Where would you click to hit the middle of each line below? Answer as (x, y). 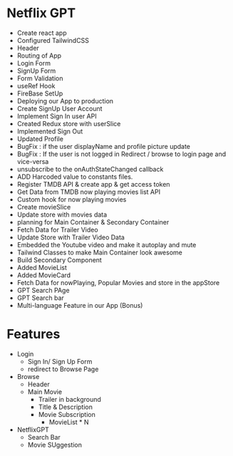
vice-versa (33, 161)
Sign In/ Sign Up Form (60, 361)
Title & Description (66, 407)
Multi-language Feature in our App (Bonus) (80, 305)
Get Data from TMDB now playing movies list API (89, 192)
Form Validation (40, 78)
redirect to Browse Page (63, 369)
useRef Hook (36, 85)
